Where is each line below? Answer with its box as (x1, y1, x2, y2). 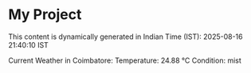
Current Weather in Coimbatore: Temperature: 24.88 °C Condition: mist (8, 56, 241, 65)
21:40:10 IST (8, 40, 49, 49)
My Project (8, 6, 82, 24)
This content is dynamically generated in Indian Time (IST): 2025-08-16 (8, 32, 243, 41)
